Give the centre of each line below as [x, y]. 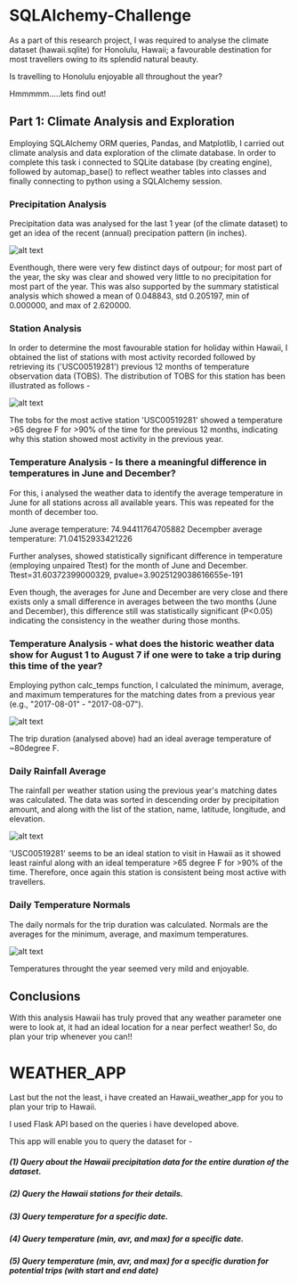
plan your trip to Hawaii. [53, 1107]
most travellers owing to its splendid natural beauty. [104, 59]
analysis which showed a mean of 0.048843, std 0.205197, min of [129, 296]
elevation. [27, 819]
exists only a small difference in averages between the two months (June [143, 601]
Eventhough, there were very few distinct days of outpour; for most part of [146, 267]
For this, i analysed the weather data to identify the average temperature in [146, 493]
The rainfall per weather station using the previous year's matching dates [143, 790]
